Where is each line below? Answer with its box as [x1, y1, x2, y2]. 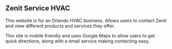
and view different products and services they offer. [5, 23, 115, 29]
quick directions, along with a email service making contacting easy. [5, 38, 150, 44]
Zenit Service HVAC [5, 4, 70, 13]
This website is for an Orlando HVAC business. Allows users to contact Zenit [5, 17, 167, 23]
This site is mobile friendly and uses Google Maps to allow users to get [5, 32, 155, 38]
